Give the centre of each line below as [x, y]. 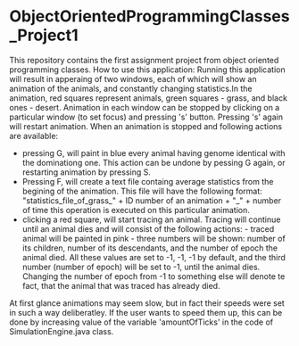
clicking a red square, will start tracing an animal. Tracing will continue [151, 219]
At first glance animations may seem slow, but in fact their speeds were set [147, 303]
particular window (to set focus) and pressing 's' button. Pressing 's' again [146, 117]
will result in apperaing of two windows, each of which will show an [133, 78]
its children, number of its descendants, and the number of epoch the [150, 248]
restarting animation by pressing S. [87, 172]
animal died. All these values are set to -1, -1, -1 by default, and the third [154, 257]
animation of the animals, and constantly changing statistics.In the [131, 88]
